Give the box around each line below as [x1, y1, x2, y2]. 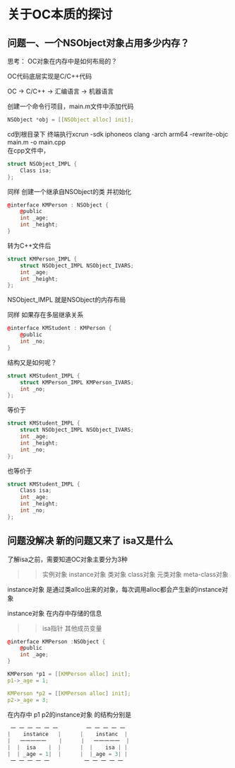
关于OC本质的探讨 [7, 6, 113, 23]
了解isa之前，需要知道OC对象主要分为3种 [7, 555, 128, 563]
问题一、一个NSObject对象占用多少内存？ [7, 37, 190, 49]
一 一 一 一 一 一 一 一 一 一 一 [10, 724, 126, 731]
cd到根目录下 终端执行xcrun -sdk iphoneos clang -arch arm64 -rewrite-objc [7, 130, 229, 138]
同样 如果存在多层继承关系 [7, 311, 83, 319]
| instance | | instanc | [7, 730, 128, 738]
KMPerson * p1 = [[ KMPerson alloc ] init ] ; [7, 670, 131, 678]
